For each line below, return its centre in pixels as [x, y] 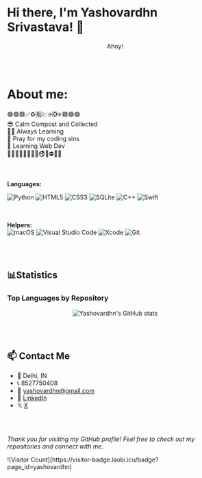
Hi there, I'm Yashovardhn [83, 13]
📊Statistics [33, 275]
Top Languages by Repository [58, 298]
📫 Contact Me [39, 356]
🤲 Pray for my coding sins [43, 138]
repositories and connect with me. [55, 446]
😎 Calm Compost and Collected [52, 124]
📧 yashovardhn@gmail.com [55, 391]
